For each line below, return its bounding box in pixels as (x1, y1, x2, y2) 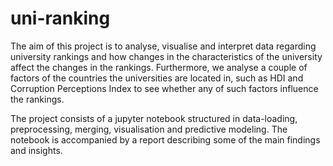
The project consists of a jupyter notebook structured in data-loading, (10, 112, 298, 124)
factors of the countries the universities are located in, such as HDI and (10, 72, 304, 84)
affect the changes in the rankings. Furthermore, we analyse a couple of (10, 61, 308, 73)
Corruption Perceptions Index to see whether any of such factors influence (10, 82, 319, 94)
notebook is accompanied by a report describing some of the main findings (10, 133, 321, 146)
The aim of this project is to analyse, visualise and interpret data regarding (10, 40, 317, 52)
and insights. (10, 144, 63, 156)
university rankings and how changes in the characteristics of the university (10, 50, 323, 62)
